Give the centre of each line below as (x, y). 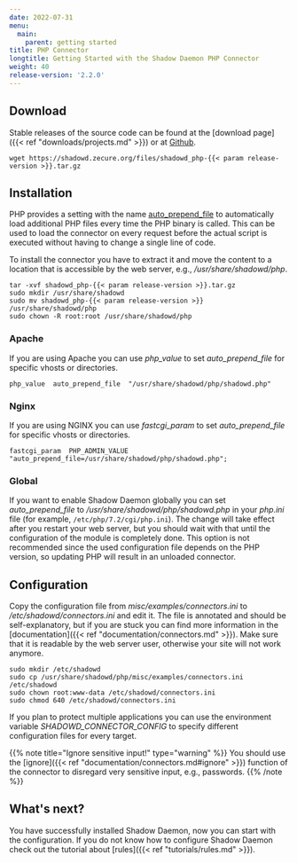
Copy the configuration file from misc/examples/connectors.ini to (129, 606)
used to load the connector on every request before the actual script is (138, 233)
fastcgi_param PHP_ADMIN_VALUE (69, 451)
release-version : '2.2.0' (57, 75)
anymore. (27, 654)
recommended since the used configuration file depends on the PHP (134, 547)
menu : (19, 26)
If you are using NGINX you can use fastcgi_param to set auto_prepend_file (147, 425)
